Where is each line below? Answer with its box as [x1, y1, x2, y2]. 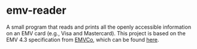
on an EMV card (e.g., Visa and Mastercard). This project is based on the [6, 29, 186, 36]
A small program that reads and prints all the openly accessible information [6, 23, 192, 30]
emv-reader [6, 4, 67, 17]
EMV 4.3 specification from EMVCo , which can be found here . [6, 36, 159, 43]
